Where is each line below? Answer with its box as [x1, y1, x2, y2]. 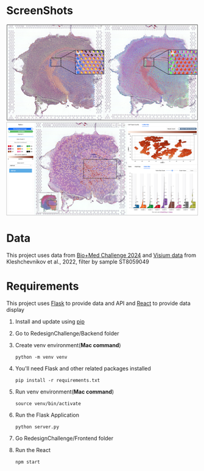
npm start [15, 459, 41, 466]
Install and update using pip [15, 318, 85, 325]
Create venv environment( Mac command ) [15, 342, 121, 349]
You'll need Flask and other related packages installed [15, 365, 151, 372]
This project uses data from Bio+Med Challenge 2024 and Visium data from [6, 251, 197, 259]
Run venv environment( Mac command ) [15, 388, 114, 395]
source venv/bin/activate [15, 401, 81, 407]
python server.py [15, 424, 60, 430]
